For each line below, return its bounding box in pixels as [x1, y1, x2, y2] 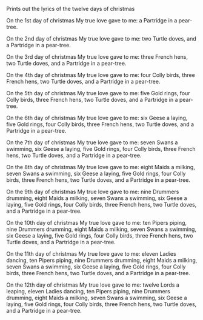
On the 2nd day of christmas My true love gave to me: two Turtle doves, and [6, 35, 196, 42]
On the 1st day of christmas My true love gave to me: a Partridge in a [6, 17, 178, 24]
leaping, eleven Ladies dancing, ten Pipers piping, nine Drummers [6, 288, 171, 295]
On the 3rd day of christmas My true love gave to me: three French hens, [6, 53, 188, 60]
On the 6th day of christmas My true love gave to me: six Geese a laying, [6, 115, 188, 121]
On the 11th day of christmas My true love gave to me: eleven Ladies [6, 250, 177, 257]
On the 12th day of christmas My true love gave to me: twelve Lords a [6, 281, 180, 288]
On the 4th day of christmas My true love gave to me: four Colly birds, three [6, 72, 195, 78]
